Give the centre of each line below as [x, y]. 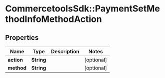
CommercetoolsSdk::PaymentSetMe [83, 9]
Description [65, 51]
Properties [22, 38]
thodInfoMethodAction [54, 19]
